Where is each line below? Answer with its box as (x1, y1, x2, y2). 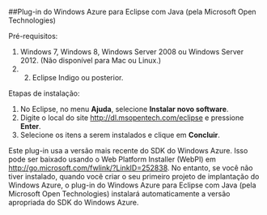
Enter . (19, 122, 42, 131)
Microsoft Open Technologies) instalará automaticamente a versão (8, 189, 231, 198)
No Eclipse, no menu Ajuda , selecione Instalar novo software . (19, 105, 229, 114)
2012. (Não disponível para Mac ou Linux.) (19, 56, 162, 65)
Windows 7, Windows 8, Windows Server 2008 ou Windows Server (19, 47, 244, 56)
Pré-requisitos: (8, 32, 58, 41)
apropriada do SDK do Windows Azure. (8, 198, 139, 207)
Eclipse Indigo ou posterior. (32, 73, 124, 82)
